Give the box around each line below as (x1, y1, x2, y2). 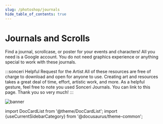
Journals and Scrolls (5, 33, 90, 44)
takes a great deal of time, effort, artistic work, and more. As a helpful (5, 79, 145, 85)
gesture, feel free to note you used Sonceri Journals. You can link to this (5, 84, 150, 90)
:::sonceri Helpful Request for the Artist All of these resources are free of (5, 69, 151, 75)
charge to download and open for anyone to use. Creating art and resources (5, 74, 159, 80)
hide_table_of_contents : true (5, 12, 67, 17)
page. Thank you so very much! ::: (5, 89, 74, 95)
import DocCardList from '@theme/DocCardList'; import (5, 108, 118, 114)
